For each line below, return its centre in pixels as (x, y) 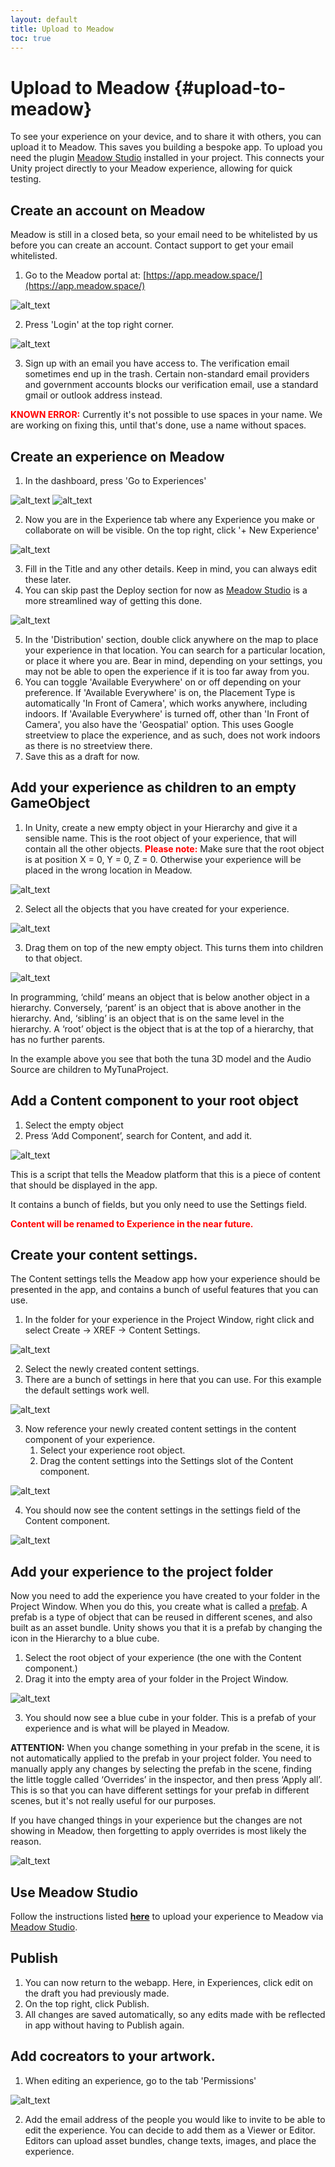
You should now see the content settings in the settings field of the (162, 1510)
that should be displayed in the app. (84, 1185)
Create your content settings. (104, 1254)
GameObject (50, 803)
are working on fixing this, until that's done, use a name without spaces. (158, 425)
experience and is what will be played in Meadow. (127, 1728)
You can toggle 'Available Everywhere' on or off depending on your (163, 682)
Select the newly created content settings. (112, 1369)
